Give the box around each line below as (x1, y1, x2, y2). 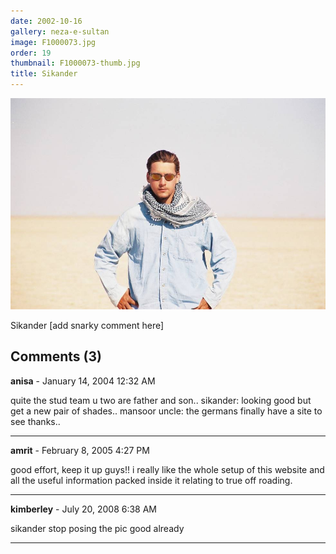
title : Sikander (10, 69, 78, 79)
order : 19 (10, 48, 52, 58)
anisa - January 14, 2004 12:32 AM (10, 375, 156, 387)
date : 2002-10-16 (10, 16, 83, 26)
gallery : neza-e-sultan (10, 26, 110, 37)
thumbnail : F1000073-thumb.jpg (10, 58, 141, 69)
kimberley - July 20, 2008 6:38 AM (10, 503, 157, 515)
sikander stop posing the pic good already (10, 522, 185, 534)
